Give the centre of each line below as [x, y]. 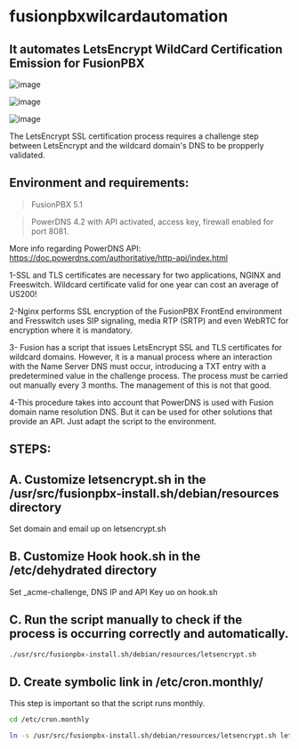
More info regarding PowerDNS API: [75, 248]
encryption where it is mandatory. [71, 330]
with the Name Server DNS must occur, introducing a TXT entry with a [138, 366]
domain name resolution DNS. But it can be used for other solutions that [141, 412]
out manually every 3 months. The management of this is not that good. [140, 385]
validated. [28, 155]
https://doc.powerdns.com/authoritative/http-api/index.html [119, 258]
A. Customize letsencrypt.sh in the [108, 479]
